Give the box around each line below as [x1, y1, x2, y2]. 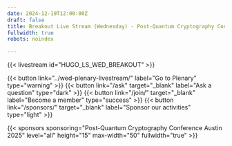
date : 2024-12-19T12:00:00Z [7, 10, 88, 17]
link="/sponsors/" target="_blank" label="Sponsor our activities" [7, 103, 191, 112]
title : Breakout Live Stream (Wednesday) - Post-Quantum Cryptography [7, 23, 215, 30]
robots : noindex [7, 36, 54, 43]
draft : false [7, 17, 45, 23]
